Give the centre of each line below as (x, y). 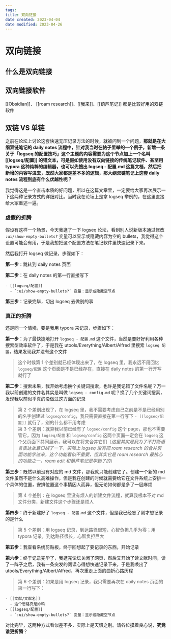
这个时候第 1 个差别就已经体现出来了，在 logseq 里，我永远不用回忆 (88, 362)
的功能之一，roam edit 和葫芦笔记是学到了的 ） (66, 461)
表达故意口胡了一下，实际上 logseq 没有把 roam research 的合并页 (92, 448)
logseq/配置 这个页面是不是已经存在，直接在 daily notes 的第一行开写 (90, 369)
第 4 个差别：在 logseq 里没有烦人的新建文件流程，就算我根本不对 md (91, 495)
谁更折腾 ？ (17, 631)
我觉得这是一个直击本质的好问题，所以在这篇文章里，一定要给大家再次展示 (83, 190)
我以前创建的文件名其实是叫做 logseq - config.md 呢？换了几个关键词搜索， (85, 393)
